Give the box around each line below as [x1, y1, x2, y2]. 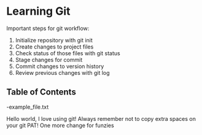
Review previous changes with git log [15, 69, 110, 76]
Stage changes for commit [15, 56, 83, 63]
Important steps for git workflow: [6, 25, 90, 32]
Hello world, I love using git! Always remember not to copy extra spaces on [6, 115, 196, 122]
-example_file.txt [6, 103, 49, 110]
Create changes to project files [15, 43, 94, 50]
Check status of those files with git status [15, 49, 121, 56]
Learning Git [6, 4, 71, 18]
